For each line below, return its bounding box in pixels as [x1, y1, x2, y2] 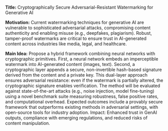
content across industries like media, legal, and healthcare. [5, 41, 127, 47]
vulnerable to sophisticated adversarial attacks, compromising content [5, 25, 151, 31]
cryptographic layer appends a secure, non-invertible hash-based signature [5, 67, 162, 73]
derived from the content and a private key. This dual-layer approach [5, 72, 148, 78]
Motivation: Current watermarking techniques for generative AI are [5, 20, 144, 25]
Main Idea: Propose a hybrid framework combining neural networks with [5, 50, 155, 56]
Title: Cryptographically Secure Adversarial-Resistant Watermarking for [5, 5, 153, 10]
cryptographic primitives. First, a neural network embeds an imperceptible [5, 56, 158, 62]
